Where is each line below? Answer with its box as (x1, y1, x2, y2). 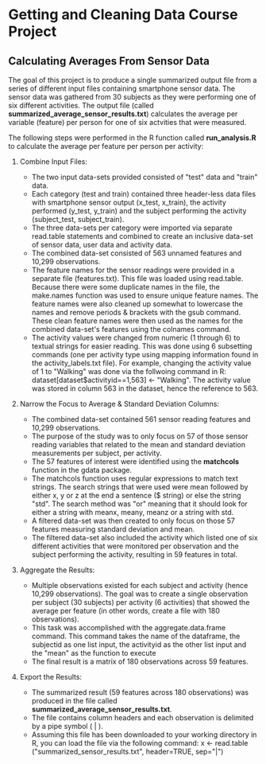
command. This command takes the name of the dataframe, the (31, 631, 241, 641)
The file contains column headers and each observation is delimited (31, 713, 254, 722)
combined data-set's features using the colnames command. (31, 325, 232, 333)
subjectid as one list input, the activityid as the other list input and (31, 640, 247, 649)
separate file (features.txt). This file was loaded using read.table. (31, 274, 244, 283)
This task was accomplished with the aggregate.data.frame (31, 623, 226, 632)
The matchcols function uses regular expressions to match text (31, 474, 238, 483)
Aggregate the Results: (19, 565, 95, 575)
